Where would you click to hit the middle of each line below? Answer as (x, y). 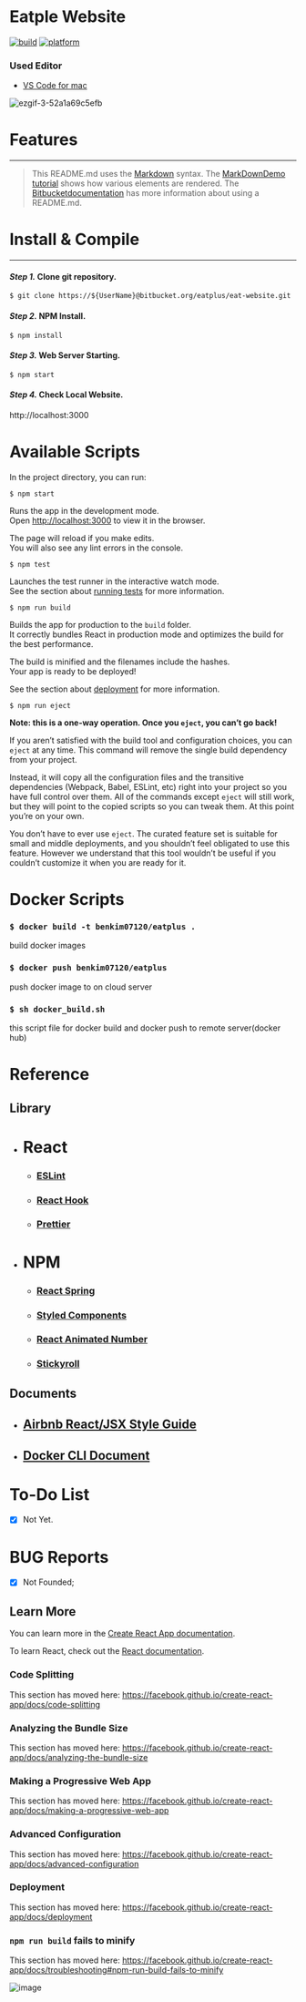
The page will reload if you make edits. (82, 538)
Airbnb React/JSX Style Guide (110, 1425)
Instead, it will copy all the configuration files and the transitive (127, 777)
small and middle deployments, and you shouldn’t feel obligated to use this (149, 843)
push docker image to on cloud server (81, 987)
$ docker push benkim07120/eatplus (88, 968)
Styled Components (82, 1315)
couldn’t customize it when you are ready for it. (98, 862)
